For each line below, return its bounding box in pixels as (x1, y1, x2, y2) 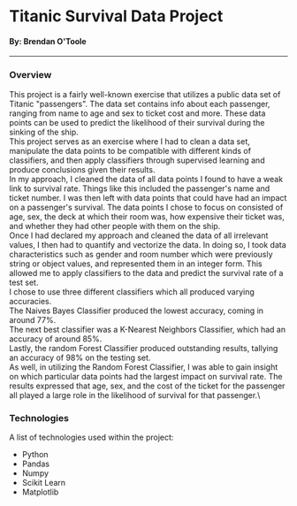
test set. (9, 277, 39, 287)
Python (21, 448, 49, 459)
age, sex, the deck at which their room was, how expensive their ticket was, (9, 211, 285, 222)
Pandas (21, 458, 50, 469)
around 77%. (9, 314, 57, 325)
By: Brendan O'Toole (9, 35, 87, 46)
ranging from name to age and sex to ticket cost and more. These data (9, 108, 266, 119)
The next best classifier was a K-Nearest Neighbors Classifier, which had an (9, 324, 286, 334)
